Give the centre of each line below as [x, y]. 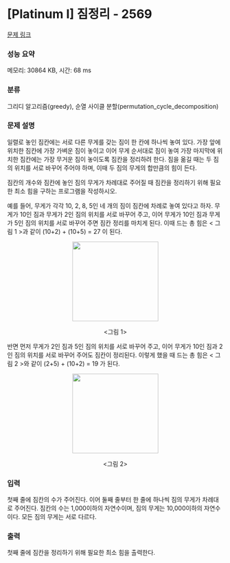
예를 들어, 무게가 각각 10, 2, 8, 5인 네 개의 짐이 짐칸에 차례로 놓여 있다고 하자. [110, 205]
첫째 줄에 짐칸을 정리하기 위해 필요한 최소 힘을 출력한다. [81, 553]
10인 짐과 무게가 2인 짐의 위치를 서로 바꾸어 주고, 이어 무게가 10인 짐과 [114, 214]
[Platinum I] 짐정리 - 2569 [80, 14]
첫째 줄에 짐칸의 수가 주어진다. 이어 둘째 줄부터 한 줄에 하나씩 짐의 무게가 [104, 500]
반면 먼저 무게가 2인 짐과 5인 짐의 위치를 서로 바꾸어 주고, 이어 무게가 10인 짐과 [112, 346]
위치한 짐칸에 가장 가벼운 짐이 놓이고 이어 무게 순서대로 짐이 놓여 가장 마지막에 [112, 150]
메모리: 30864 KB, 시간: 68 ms [49, 70]
